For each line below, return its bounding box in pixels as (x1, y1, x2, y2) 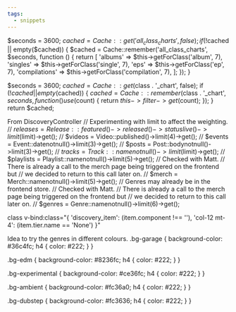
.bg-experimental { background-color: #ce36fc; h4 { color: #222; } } (7, 269, 206, 278)
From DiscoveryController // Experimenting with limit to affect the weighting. (7, 118, 228, 126)
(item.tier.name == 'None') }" (16, 221, 101, 230)
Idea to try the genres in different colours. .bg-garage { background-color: (7, 235, 223, 243)
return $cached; (7, 104, 54, 113)
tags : (7, 10, 23, 18)
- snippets (13, 17, 46, 24)
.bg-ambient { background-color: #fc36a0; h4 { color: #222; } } (7, 283, 192, 292)
